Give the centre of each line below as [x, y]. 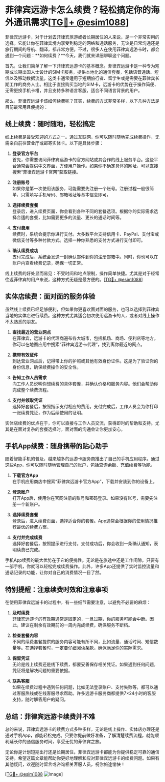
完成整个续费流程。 [32, 390]
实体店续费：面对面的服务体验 [50, 296]
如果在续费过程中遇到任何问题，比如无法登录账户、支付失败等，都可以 [83, 687]
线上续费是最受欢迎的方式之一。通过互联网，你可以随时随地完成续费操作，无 [82, 137]
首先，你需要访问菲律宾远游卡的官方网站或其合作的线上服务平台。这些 [83, 159]
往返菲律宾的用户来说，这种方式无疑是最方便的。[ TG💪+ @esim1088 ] [74, 279]
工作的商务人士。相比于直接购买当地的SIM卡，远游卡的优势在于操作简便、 [84, 84]
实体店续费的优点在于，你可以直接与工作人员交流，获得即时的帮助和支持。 [80, 423]
